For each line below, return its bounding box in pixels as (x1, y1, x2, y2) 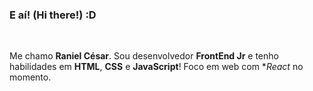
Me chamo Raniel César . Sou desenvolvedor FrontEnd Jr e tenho (9, 50, 279, 62)
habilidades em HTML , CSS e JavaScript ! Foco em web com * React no (9, 61, 304, 73)
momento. (9, 71, 52, 83)
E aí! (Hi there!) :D (9, 8, 97, 22)
